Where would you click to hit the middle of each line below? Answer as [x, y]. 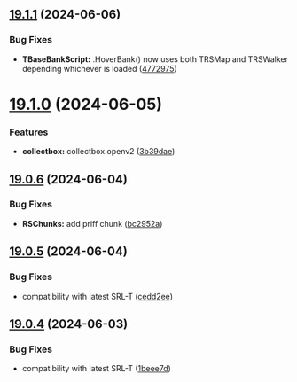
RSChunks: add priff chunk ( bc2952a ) [92, 223]
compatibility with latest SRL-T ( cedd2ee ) [97, 296]
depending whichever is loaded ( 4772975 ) [99, 68]
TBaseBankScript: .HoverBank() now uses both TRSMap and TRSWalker [155, 59]
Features [29, 132]
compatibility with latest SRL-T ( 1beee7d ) [96, 369]
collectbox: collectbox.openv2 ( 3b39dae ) [98, 152]
